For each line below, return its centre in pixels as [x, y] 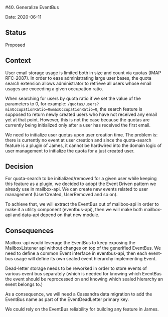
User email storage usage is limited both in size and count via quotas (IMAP [83, 73]
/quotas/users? [83, 104]
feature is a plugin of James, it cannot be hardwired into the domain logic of [83, 145]
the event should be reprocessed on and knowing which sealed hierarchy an [84, 279]
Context [18, 60]
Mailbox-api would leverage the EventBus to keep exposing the [70, 243]
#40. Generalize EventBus [32, 7]
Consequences [30, 230]
